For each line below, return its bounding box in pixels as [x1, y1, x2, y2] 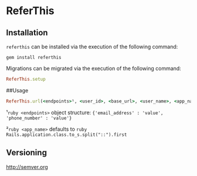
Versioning [6, 148, 47, 158]
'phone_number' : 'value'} [6, 115, 72, 121]
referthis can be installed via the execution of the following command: [6, 43, 178, 50]
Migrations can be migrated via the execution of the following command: [6, 65, 182, 72]
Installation [6, 28, 48, 38]
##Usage [6, 87, 29, 94]
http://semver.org [6, 163, 48, 170]
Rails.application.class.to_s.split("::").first [6, 131, 127, 138]
